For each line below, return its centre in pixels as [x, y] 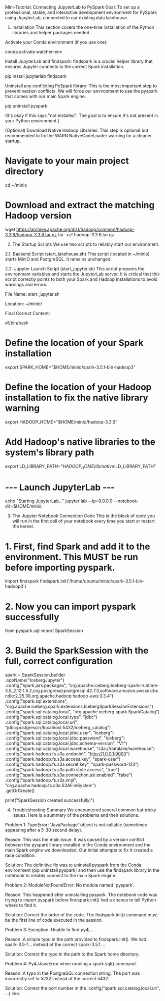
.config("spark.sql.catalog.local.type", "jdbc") [51, 717]
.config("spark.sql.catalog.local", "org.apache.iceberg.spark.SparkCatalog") [82, 712]
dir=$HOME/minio [23, 506]
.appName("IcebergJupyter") [35, 680]
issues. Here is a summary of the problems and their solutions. [76, 815]
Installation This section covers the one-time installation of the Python [83, 27]
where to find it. [21, 905]
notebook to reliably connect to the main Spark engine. [61, 876]
